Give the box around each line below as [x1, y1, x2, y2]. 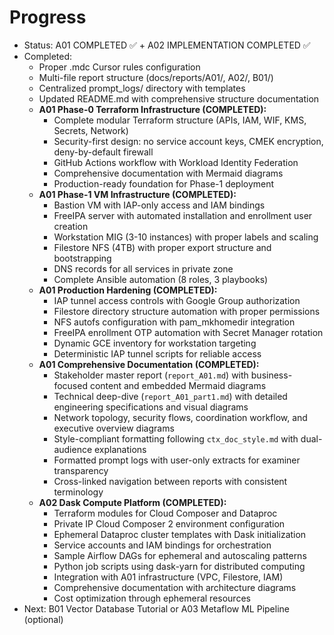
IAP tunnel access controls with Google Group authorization [53, 294, 301, 306]
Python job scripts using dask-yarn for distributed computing [53, 560, 306, 572]
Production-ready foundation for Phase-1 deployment [53, 177, 275, 190]
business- [250, 369, 293, 381]
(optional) [23, 613, 64, 625]
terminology [53, 486, 104, 498]
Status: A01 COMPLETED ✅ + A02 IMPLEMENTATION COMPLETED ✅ [23, 39, 311, 51]
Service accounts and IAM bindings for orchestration [53, 539, 272, 551]
